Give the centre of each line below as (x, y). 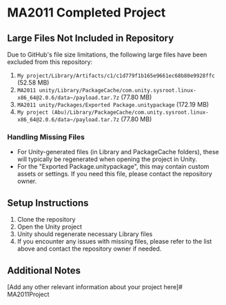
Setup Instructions (48, 203)
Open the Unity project (50, 227)
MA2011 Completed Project (86, 13)
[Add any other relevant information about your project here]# (95, 286)
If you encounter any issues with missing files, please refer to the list (114, 242)
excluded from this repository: (50, 62)
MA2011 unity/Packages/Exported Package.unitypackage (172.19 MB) (113, 104)
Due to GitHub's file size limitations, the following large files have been (107, 54)
